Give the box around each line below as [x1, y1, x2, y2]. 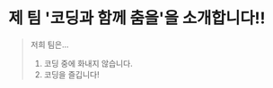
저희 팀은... [30, 39, 69, 50]
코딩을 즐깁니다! [43, 68, 100, 80]
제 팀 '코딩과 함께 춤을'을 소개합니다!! [8, 8, 266, 28]
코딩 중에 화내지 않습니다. [43, 58, 134, 68]
